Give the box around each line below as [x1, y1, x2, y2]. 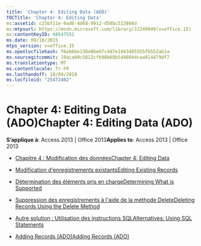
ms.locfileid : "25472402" [6, 77, 72, 83]
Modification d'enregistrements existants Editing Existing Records [15, 166, 178, 174]
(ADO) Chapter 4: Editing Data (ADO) [6, 116, 193, 130]
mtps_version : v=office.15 [6, 43, 75, 49]
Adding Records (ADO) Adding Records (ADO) [15, 233, 129, 241]
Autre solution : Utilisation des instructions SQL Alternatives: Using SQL [15, 214, 192, 222]
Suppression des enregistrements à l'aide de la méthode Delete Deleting [15, 196, 196, 204]
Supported [15, 184, 43, 192]
